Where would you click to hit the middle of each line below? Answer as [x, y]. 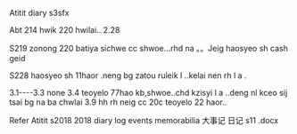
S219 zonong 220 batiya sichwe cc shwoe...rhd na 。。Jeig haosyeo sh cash [148, 48]
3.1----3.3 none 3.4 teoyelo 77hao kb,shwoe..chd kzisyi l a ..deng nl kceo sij [148, 93]
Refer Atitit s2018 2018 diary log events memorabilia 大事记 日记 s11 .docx [144, 120]
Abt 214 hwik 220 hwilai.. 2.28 [65, 30]
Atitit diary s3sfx [39, 13]
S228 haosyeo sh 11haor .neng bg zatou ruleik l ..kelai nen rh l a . [128, 75]
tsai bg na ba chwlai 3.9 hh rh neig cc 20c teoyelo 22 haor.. [118, 102]
